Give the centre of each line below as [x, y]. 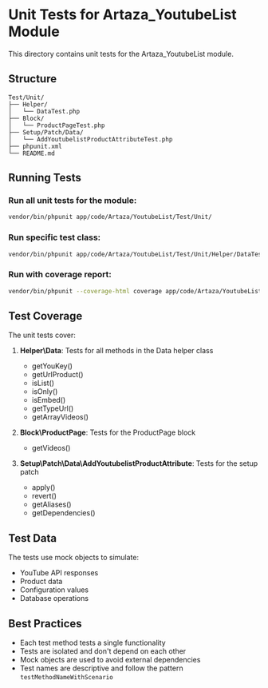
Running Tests [45, 178]
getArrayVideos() [60, 417]
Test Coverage [45, 316]
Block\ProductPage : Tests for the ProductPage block [108, 432]
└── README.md [32, 153]
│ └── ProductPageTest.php [57, 125]
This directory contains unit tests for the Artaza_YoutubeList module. [121, 54]
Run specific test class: [55, 237]
